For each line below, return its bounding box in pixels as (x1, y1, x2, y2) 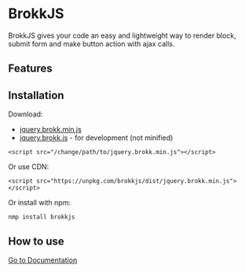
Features (8, 62, 53, 75)
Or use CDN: (8, 162, 49, 171)
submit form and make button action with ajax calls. (8, 39, 175, 48)
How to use (8, 234, 64, 248)
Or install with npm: (8, 198, 71, 208)
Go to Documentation (8, 255, 78, 264)
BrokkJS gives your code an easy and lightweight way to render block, (8, 31, 237, 40)
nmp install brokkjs (8, 213, 76, 221)
